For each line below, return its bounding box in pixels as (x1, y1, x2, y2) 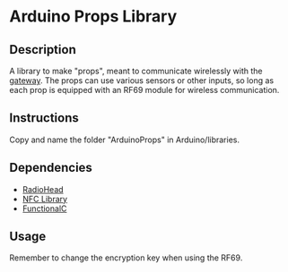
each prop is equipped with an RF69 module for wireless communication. (9, 85, 280, 95)
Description (9, 42, 76, 57)
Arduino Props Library (9, 6, 178, 27)
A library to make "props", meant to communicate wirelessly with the (9, 65, 263, 76)
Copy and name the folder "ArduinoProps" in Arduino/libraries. (9, 134, 240, 145)
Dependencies (9, 160, 92, 175)
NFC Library (22, 193, 68, 204)
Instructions (9, 110, 79, 126)
